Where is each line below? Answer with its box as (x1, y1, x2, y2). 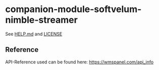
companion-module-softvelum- (5, 4, 142, 15)
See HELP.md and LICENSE (5, 31, 63, 37)
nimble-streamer (5, 14, 78, 26)
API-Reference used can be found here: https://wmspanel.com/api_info (5, 59, 154, 65)
